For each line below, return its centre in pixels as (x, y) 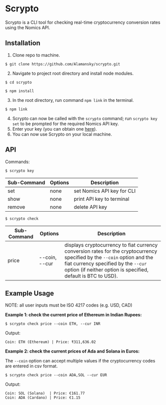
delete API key (90, 207)
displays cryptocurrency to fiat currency (111, 245)
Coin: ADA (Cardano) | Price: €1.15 (43, 398)
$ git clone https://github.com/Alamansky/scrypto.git (63, 64)
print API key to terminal (102, 199)
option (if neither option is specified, (106, 270)
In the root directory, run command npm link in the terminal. (73, 100)
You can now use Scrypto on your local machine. (62, 134)
